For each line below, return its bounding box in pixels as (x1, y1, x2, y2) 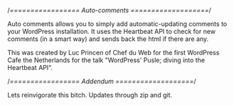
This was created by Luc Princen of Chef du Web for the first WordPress (7, 49, 220, 57)
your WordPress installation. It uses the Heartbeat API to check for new (7, 28, 216, 35)
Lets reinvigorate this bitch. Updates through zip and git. (7, 91, 173, 99)
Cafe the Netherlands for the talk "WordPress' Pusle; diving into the (7, 56, 205, 64)
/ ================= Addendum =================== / (7, 77, 196, 86)
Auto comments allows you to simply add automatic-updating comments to (7, 20, 228, 28)
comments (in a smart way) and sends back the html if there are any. (7, 35, 209, 43)
